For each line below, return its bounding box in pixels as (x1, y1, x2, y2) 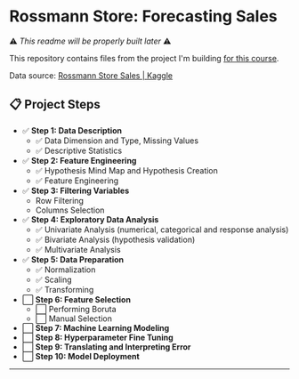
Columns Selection (35, 205, 105, 215)
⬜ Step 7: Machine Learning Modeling (21, 322, 170, 333)
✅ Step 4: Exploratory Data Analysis (21, 214, 159, 224)
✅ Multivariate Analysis (35, 244, 122, 254)
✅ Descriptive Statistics (35, 145, 123, 156)
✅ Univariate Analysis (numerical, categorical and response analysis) (35, 224, 289, 235)
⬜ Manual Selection (35, 313, 113, 324)
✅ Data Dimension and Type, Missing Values (35, 135, 198, 146)
